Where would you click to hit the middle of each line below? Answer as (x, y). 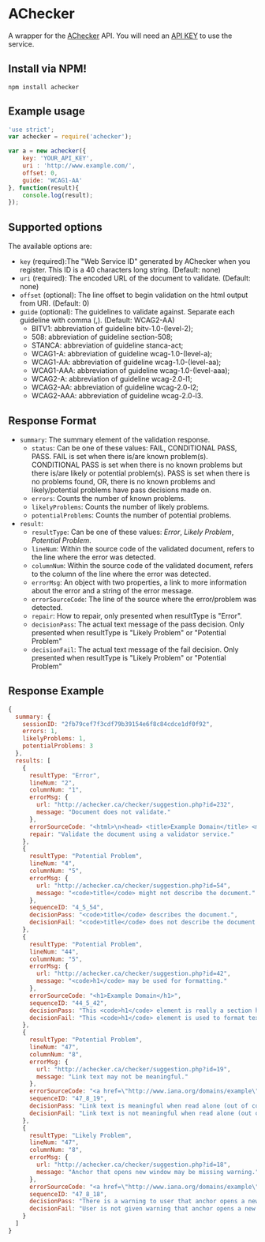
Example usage (47, 111)
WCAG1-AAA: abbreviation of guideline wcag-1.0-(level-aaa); (131, 371)
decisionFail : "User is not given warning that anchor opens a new (142, 1209)
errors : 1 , (40, 732)
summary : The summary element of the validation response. (115, 439)
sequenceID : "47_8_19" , (68, 1099)
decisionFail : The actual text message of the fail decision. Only (135, 649)
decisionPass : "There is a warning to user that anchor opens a (137, 1202)
